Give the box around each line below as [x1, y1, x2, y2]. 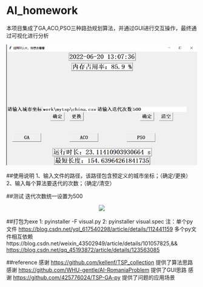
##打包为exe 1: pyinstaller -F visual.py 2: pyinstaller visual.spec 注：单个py [6, 218, 193, 225]
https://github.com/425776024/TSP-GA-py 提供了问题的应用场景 [13, 274, 176, 282]
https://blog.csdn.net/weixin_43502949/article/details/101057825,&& [6, 240, 178, 247]
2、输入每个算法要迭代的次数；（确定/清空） [6, 180, 115, 187]
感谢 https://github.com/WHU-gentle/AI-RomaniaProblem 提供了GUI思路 [6, 266, 187, 274]
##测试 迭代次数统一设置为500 [6, 193, 83, 200]
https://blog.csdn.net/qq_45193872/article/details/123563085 [6, 246, 160, 254]
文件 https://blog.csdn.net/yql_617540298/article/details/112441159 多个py [6, 225, 191, 233]
